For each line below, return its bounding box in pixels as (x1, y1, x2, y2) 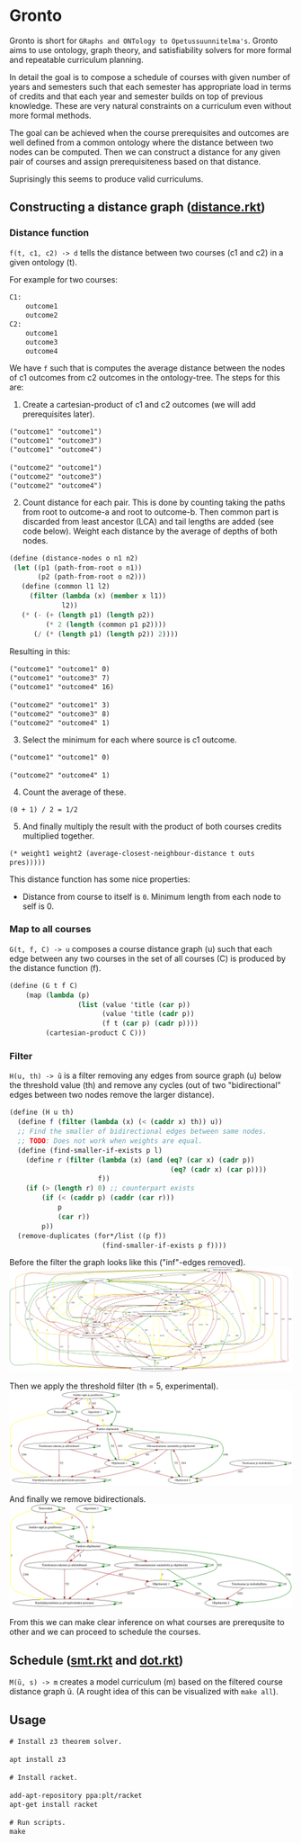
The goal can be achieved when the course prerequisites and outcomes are (9, 127, 289, 138)
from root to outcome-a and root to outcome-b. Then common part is (22, 506, 279, 517)
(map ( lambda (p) (25, 991, 91, 1000)
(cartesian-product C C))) (45, 1029, 146, 1038)
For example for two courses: (9, 274, 119, 284)
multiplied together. (22, 830, 94, 841)
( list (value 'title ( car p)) (77, 1000, 191, 1009)
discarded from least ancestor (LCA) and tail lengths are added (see (22, 516, 274, 526)
